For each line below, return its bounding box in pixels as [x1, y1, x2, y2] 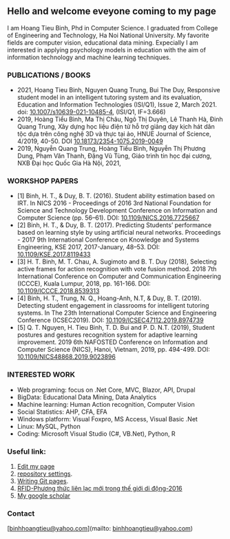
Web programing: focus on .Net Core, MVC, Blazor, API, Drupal [17, 385, 196, 394]
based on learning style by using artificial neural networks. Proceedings [17, 229, 222, 237]
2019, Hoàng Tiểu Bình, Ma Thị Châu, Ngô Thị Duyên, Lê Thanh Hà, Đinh [17, 115, 223, 123]
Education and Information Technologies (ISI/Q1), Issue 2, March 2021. [17, 101, 217, 109]
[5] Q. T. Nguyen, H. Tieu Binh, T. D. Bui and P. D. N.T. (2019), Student [17, 324, 215, 332]
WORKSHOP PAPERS [7, 176, 79, 186]
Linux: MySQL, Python [17, 422, 81, 430]
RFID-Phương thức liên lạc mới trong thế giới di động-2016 [17, 485, 182, 492]
